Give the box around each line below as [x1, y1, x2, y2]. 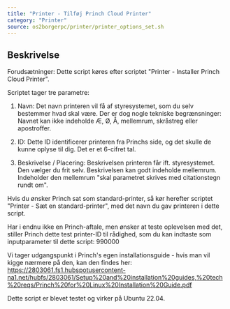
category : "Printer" [7, 17, 68, 24]
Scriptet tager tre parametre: [7, 89, 89, 97]
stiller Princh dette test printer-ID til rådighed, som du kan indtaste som [7, 230, 212, 239]
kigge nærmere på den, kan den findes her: [7, 259, 133, 267]
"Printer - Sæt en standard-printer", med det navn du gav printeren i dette [7, 202, 220, 210]
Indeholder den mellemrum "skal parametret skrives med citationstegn [17, 174, 221, 182]
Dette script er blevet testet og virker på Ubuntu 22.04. [7, 294, 166, 303]
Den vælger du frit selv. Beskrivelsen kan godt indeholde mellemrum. [17, 166, 217, 174]
